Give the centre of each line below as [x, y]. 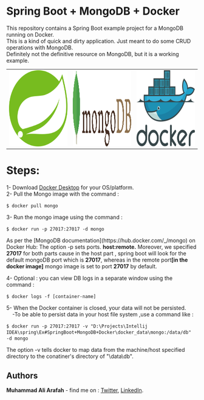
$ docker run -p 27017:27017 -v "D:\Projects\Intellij [77, 327]
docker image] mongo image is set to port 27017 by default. [82, 266]
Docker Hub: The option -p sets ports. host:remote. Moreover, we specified [101, 247]
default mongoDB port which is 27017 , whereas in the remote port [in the [97, 260]
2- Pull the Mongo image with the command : [63, 194]
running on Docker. [30, 34]
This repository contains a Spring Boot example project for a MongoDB [95, 28]
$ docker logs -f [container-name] [51, 297]
